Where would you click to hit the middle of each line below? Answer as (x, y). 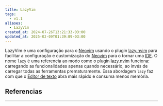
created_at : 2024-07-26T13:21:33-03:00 (45, 32)
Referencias (24, 92)
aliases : (14, 23)
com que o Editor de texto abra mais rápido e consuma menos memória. (77, 76)
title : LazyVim (20, 9)
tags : (10, 14)
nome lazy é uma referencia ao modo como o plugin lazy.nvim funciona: (77, 61)
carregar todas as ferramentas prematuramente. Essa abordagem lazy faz (79, 71)
